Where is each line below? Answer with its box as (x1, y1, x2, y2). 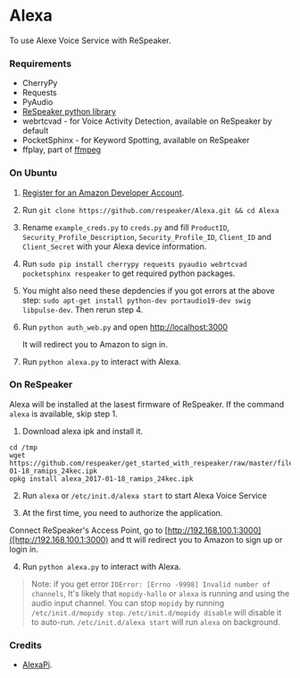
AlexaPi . (21, 659, 53, 670)
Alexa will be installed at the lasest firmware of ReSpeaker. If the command (9, 399, 284, 409)
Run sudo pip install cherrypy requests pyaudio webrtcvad (21, 258, 247, 269)
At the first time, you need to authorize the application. (21, 507, 223, 518)
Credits (9, 639, 42, 651)
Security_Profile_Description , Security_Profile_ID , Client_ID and (21, 231, 272, 242)
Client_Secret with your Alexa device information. (21, 241, 207, 252)
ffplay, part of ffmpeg (21, 144, 101, 155)
